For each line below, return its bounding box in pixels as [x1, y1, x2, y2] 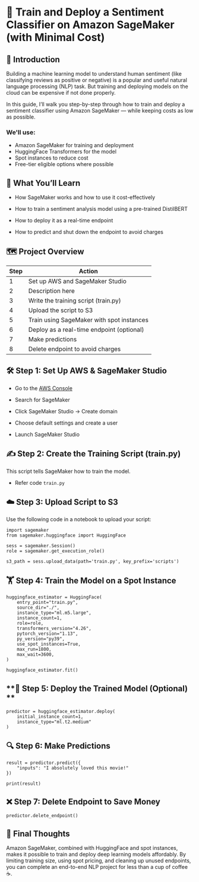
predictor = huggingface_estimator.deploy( [6, 708, 116, 714]
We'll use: [6, 128, 36, 136]
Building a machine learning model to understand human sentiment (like [6, 70, 182, 77]
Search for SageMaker [14, 396, 70, 403]
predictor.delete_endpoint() [6, 812, 78, 818]
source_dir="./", [17, 604, 60, 611]
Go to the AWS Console [14, 384, 73, 392]
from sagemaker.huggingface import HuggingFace [6, 532, 127, 538]
